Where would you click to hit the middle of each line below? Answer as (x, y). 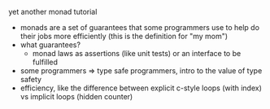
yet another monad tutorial (53, 12)
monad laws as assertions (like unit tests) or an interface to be (137, 53)
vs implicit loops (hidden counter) (76, 96)
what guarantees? (50, 45)
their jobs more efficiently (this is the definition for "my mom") (124, 36)
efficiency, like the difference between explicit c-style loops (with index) (141, 88)
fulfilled (45, 62)
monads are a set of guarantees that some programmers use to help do (140, 27)
